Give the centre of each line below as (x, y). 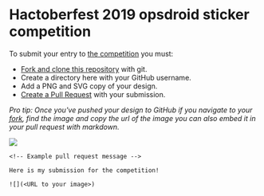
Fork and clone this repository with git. (84, 69)
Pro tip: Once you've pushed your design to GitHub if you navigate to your (131, 110)
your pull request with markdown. (64, 127)
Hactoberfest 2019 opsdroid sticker (129, 15)
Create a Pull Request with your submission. (93, 94)
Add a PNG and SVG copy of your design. (89, 86)
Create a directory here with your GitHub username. (106, 77)
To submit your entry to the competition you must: (91, 53)
